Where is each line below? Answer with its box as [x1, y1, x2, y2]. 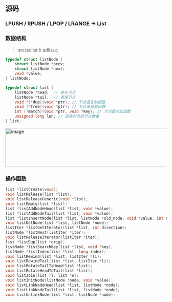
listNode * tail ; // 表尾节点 [14, 95, 76, 100]
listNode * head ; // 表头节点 [14, 90, 76, 95]
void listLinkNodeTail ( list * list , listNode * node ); [5, 287, 120, 292]
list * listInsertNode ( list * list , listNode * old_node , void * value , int [5, 216, 164, 221]
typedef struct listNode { [5, 56, 63, 62]
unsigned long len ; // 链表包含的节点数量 [14, 114, 100, 119]
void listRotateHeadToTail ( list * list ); [5, 268, 93, 273]
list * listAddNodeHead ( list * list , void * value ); [5, 206, 114, 211]
